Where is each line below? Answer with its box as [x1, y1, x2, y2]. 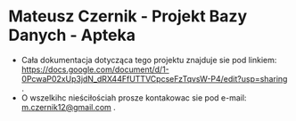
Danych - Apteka [8, 25, 136, 45]
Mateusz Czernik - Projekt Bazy [8, 6, 247, 27]
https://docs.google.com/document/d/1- [21, 64, 170, 75]
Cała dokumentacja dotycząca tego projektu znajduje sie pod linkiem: [21, 54, 277, 65]
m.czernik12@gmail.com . [21, 101, 117, 112]
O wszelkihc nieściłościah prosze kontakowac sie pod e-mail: [21, 92, 247, 103]
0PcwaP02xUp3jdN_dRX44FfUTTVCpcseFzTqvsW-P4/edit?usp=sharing [21, 73, 288, 84]
